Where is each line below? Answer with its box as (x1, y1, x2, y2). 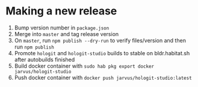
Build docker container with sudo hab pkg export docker (14, 62, 155, 70)
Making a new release (5, 4, 117, 18)
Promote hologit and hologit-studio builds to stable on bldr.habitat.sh (14, 49, 190, 56)
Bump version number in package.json (14, 24, 110, 31)
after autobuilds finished (14, 56, 75, 63)
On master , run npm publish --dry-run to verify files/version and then (14, 37, 186, 44)
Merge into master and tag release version (14, 30, 119, 37)
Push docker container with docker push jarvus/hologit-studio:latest (14, 74, 192, 81)
